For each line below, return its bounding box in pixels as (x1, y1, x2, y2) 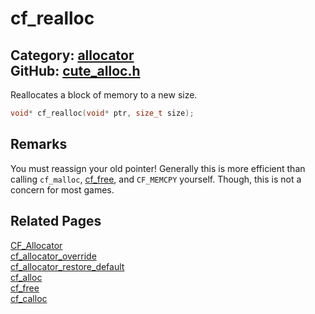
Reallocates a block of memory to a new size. (10, 89, 198, 101)
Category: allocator (10, 47, 135, 64)
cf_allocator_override (10, 250, 97, 262)
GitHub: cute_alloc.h (10, 62, 141, 79)
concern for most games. (10, 183, 115, 196)
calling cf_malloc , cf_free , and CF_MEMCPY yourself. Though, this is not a (10, 173, 302, 185)
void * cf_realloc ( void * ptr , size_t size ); (10, 108, 195, 118)
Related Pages (10, 213, 102, 230)
